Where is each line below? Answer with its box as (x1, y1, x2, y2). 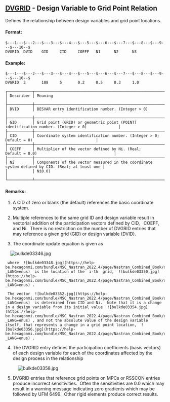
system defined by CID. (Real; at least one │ (5, 164, 105, 169)
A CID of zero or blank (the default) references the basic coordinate (12, 200, 154, 206)
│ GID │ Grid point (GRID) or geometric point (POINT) (5, 120, 137, 125)
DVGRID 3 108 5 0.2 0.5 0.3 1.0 (5, 80, 139, 85)
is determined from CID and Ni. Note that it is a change (34, 300, 162, 306)
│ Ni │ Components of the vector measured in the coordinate (5, 160, 153, 165)
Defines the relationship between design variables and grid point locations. (5, 17, 162, 23)
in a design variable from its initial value (5, 305, 103, 310)
